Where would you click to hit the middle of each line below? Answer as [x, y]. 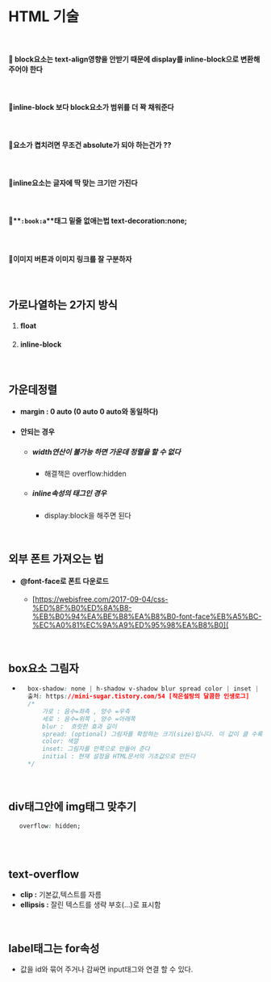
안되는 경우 [37, 431]
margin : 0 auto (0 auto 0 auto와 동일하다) [89, 412]
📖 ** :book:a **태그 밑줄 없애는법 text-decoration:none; [98, 221]
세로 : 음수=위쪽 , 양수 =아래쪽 [88, 719]
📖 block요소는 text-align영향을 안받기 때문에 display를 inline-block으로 [124, 59]
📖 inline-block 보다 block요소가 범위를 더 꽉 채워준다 [92, 107]
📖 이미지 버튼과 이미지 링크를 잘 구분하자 [70, 258]
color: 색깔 [60, 741]
